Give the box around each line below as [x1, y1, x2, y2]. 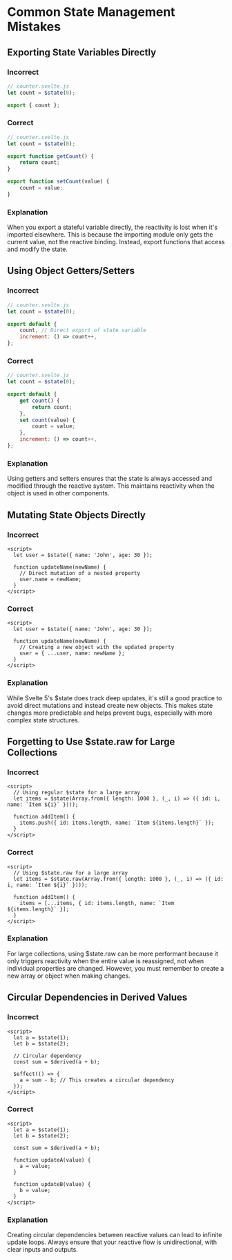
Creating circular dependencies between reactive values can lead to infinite [7, 1231, 222, 1239]
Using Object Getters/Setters [7, 265, 135, 277]
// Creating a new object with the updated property [19, 644, 175, 651]
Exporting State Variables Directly [7, 46, 157, 58]
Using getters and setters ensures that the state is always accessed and [7, 475, 213, 483]
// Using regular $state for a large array [13, 789, 140, 796]
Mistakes [7, 19, 61, 35]
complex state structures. [7, 715, 80, 724]
